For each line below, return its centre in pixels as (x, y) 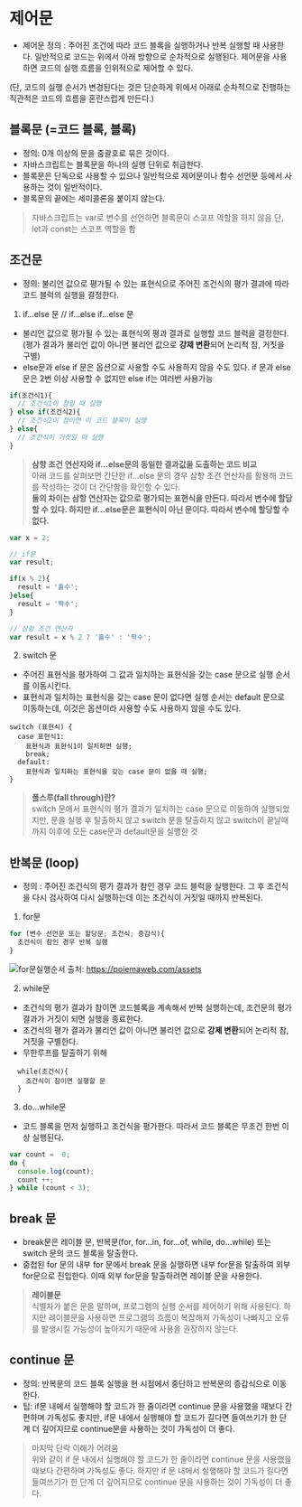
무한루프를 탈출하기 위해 (65, 1053)
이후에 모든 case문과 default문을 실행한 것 (123, 831)
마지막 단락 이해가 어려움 (75, 1447)
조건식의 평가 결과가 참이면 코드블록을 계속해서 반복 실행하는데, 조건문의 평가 (157, 1007)
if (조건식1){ (31, 395)
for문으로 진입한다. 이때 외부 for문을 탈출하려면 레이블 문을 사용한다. (142, 1276)
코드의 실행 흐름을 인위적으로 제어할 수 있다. (116, 68)
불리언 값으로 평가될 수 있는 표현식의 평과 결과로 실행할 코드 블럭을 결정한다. (156, 333)
